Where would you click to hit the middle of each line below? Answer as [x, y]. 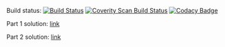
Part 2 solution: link [34, 37]
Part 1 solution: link [33, 23]
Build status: [24, 11]
